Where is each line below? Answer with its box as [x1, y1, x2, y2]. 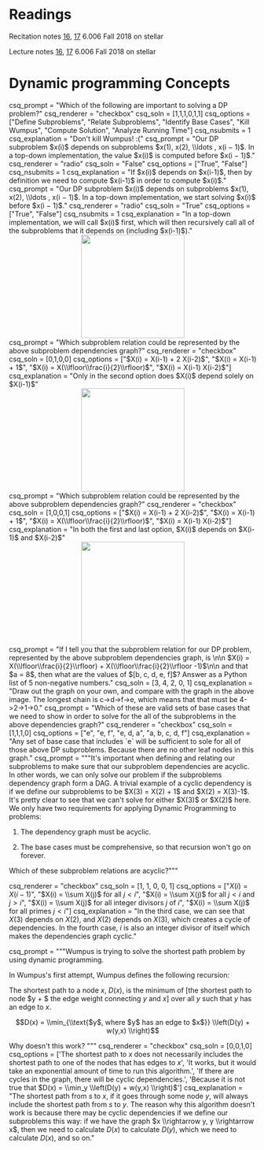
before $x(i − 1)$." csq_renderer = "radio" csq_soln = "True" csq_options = [9, 201, 251, 210]
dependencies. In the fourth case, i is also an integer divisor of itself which [9, 923, 251, 932]
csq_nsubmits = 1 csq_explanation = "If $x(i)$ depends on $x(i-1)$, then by [9, 167, 252, 176]
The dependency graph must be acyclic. [20, 826, 152, 836]
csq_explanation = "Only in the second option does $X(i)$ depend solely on [9, 371, 255, 380]
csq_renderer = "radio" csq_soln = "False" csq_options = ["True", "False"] [9, 159, 248, 168]
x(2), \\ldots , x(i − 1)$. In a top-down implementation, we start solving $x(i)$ [9, 192, 256, 202]
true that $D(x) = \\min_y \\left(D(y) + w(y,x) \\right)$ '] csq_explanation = [9, 1082, 243, 1092]
